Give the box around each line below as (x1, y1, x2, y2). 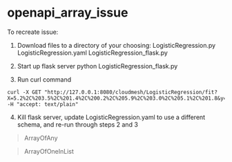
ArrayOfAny (23, 134, 58, 142)
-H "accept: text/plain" (7, 100, 79, 108)
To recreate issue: (7, 28, 59, 36)
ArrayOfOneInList (23, 147, 75, 155)
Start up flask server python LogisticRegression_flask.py (17, 62, 178, 70)
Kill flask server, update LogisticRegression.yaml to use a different (17, 113, 206, 121)
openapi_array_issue (7, 5, 128, 21)
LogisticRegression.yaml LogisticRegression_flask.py (17, 48, 168, 57)
